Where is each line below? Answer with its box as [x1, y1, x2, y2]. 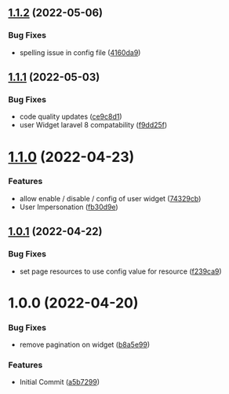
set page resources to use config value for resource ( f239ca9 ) [19, 267, 222, 276]
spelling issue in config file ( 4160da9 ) [19, 47, 141, 57]
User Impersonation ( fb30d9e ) [19, 202, 119, 212]
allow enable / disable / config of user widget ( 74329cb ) [19, 193, 202, 203]
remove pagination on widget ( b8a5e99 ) [19, 340, 151, 349]
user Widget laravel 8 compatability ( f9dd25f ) [19, 120, 168, 130]
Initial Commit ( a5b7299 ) [19, 377, 100, 387]
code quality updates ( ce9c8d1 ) [19, 112, 123, 121]
